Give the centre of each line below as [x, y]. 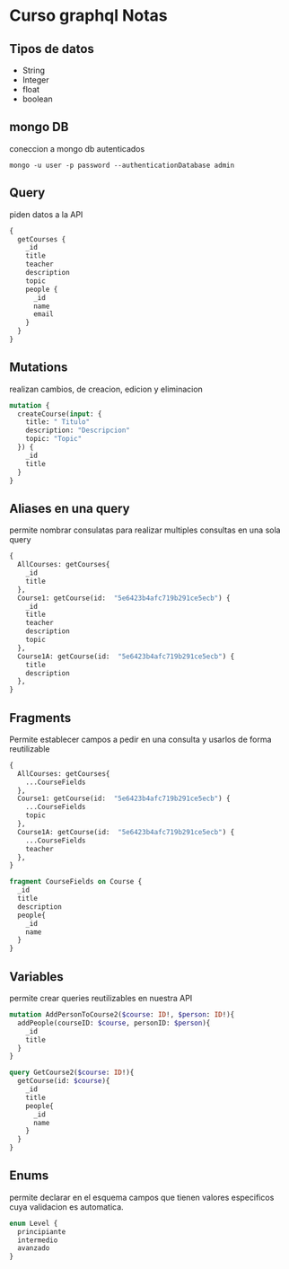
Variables [37, 977]
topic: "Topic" [54, 439]
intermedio [38, 1240]
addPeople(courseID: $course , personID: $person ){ [114, 1023]
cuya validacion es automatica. [66, 1207]
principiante [42, 1231]
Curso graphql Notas [88, 16]
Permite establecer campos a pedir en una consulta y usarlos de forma [140, 739]
